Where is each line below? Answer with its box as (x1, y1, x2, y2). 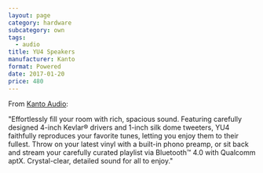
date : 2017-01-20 (8, 70, 65, 78)
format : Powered (8, 63, 61, 71)
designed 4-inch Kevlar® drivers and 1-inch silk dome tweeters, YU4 (8, 123, 230, 132)
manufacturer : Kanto (8, 56, 76, 64)
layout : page (8, 11, 51, 20)
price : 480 (8, 77, 44, 85)
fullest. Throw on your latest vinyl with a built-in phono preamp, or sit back (8, 139, 249, 149)
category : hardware (8, 19, 72, 27)
